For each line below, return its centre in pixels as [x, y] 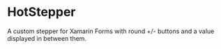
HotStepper [41, 12]
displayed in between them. [47, 38]
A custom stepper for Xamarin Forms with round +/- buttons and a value [111, 31]
